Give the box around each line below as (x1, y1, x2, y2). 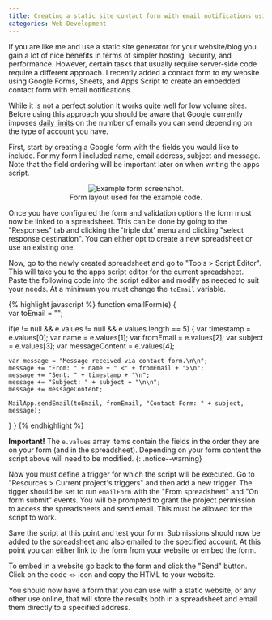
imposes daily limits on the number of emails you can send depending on (8, 118, 253, 127)
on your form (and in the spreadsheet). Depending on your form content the (8, 445, 261, 455)
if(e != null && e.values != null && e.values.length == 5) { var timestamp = (8, 323, 251, 333)
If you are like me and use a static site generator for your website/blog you (8, 41, 257, 51)
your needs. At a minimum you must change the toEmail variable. (8, 284, 227, 293)
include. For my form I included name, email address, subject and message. (8, 151, 261, 160)
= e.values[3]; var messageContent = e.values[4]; (8, 341, 176, 351)
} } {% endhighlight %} (8, 421, 84, 430)
